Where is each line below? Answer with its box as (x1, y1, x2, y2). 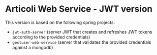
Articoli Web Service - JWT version (5, 3, 153, 15)
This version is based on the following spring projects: (5, 19, 115, 25)
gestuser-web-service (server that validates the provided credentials (12, 39, 152, 45)
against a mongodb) (12, 44, 53, 50)
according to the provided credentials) (12, 34, 90, 40)
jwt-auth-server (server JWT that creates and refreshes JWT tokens (12, 29, 153, 35)
